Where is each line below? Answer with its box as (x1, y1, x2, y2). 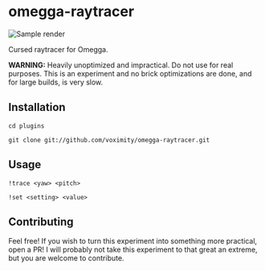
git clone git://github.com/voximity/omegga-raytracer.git (8, 136, 210, 144)
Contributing (8, 215, 74, 228)
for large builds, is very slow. (8, 77, 104, 87)
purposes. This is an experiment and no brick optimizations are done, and (8, 68, 252, 78)
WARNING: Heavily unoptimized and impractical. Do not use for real (8, 60, 234, 70)
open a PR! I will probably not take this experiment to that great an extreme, (8, 244, 259, 255)
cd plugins (8, 121, 45, 130)
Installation (8, 101, 66, 114)
